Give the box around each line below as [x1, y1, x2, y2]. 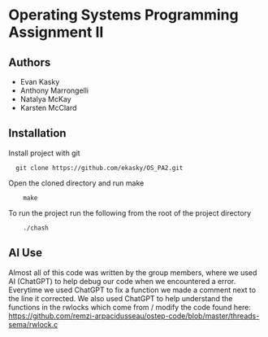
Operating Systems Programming [8, 6, 239, 24]
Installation [8, 126, 67, 140]
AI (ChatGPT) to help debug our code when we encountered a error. [8, 276, 236, 286]
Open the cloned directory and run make [8, 177, 145, 188]
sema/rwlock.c [8, 319, 58, 329]
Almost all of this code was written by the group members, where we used [8, 267, 257, 278]
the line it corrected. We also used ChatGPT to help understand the [8, 293, 233, 303]
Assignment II [8, 23, 104, 42]
